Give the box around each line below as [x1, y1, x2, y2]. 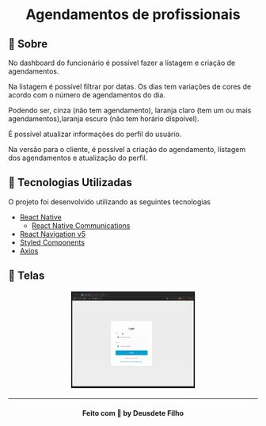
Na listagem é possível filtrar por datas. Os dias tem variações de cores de [8, 82, 252, 91]
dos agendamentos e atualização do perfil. [8, 153, 148, 162]
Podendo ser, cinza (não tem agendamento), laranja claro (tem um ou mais [8, 105, 252, 115]
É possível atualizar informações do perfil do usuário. [8, 129, 182, 139]
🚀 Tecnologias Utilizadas [8, 176, 132, 189]
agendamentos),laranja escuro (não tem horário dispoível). [8, 114, 199, 124]
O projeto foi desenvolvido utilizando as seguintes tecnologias [8, 196, 211, 207]
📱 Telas [8, 269, 45, 283]
